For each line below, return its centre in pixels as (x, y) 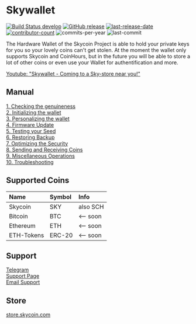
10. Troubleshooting (30, 162)
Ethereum (23, 225)
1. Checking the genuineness (41, 106)
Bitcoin (18, 216)
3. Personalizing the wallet (38, 119)
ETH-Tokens (27, 235)
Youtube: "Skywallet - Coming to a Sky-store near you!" (73, 74)
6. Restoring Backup (30, 137)
